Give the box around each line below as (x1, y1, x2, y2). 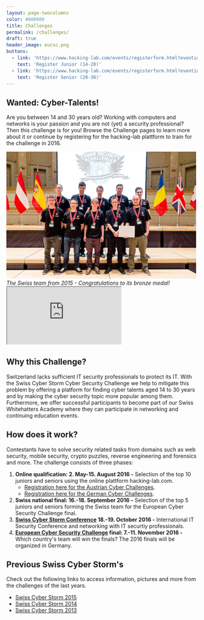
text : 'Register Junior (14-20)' (17, 61, 102, 67)
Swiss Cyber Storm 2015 (15, 594, 77, 601)
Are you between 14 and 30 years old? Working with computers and (6, 113, 176, 121)
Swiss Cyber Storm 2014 (15, 600, 78, 608)
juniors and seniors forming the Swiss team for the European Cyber (15, 503, 184, 510)
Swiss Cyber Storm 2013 (15, 607, 77, 614)
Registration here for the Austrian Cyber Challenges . (24, 483, 155, 491)
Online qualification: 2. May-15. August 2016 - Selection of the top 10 (15, 470, 191, 478)
